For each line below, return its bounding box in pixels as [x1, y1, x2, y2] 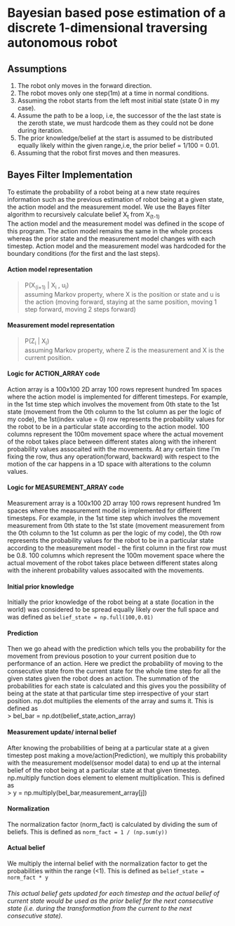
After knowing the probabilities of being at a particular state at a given [7, 743, 209, 752]
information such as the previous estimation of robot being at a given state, [7, 195, 224, 203]
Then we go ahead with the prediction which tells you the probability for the [7, 645, 227, 653]
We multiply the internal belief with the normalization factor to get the [7, 859, 208, 868]
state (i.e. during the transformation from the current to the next [7, 904, 192, 912]
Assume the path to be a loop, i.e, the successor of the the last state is [17, 111, 222, 120]
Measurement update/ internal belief [7, 728, 117, 736]
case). [17, 104, 36, 112]
